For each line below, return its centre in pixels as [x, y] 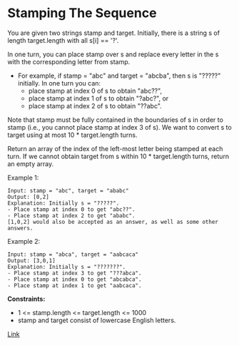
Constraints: [26, 299]
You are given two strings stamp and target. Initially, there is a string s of [113, 33]
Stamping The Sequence [82, 13]
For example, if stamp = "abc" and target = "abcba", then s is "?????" [119, 76]
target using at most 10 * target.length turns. [72, 135]
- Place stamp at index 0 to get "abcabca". [75, 279]
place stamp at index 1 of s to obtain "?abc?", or [98, 98]
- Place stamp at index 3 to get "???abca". [75, 273]
